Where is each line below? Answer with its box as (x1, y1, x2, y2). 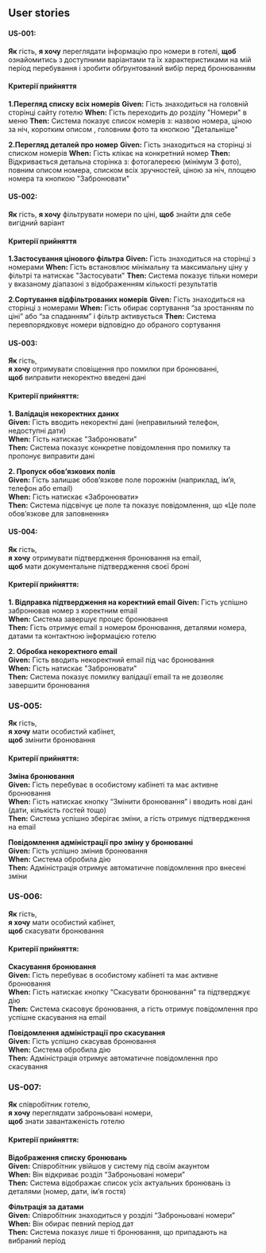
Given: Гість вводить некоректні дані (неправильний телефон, (8, 417, 220, 426)
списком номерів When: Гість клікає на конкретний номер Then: (8, 148, 231, 158)
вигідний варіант (8, 218, 65, 228)
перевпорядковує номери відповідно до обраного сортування (8, 320, 221, 329)
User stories (8, 6, 70, 20)
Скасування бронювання (8, 962, 97, 971)
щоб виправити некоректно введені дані (8, 373, 147, 383)
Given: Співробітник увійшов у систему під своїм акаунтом (8, 1161, 210, 1170)
